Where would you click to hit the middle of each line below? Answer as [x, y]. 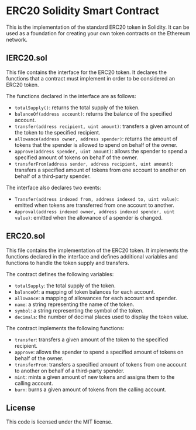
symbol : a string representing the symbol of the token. [79, 310]
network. [17, 39]
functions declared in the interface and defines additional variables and [92, 256]
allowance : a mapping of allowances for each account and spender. [96, 298]
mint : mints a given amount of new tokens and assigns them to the [94, 377]
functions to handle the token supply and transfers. [68, 263]
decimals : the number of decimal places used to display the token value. [102, 317]
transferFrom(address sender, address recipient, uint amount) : [94, 163]
